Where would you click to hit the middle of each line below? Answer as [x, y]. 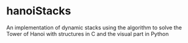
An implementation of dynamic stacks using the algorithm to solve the [94, 27]
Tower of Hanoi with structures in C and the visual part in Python [88, 33]
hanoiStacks [39, 11]
